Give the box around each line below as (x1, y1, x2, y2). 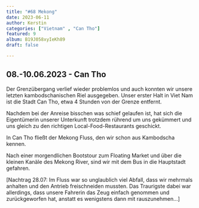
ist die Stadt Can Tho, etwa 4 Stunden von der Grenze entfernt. (6, 98, 163, 105)
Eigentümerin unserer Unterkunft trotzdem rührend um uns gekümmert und (6, 116, 192, 123)
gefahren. (6, 164, 30, 172)
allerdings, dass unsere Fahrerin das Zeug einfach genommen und (6, 189, 170, 196)
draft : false (6, 42, 39, 48)
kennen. (6, 140, 26, 147)
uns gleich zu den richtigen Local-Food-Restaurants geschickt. (6, 122, 161, 129)
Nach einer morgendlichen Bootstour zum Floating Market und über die (6, 152, 182, 159)
